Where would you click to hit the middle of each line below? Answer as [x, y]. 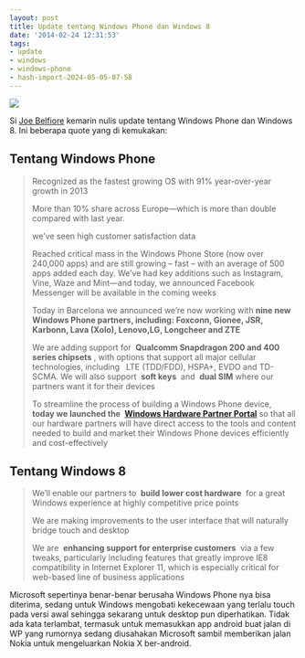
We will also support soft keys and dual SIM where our [167, 377]
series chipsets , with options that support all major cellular [144, 356]
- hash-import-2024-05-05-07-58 [71, 78]
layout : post [34, 18]
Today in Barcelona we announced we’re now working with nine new [161, 310]
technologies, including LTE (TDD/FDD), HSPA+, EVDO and [144, 366]
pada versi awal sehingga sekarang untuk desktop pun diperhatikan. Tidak [150, 614]
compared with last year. [78, 218]
